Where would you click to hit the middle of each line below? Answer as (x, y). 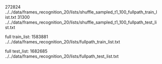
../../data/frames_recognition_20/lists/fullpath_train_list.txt (63, 42)
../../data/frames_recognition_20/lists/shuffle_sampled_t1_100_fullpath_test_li (81, 22)
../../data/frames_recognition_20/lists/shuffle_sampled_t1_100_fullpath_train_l (81, 12)
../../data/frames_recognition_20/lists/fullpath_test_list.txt (62, 56)
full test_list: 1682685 (26, 51)
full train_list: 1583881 (27, 37)
